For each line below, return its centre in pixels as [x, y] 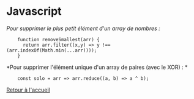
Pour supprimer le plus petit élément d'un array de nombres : [83, 28]
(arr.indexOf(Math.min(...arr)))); [52, 50]
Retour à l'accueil [28, 90]
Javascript [34, 11]
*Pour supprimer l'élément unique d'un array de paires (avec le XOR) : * [97, 67]
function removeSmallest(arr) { [58, 39]
